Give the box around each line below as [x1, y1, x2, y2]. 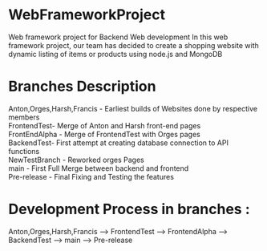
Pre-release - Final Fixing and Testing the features [8, 172, 175, 181]
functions [8, 146, 40, 156]
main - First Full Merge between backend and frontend [8, 163, 189, 173]
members [8, 112, 40, 122]
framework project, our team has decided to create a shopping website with [8, 40, 259, 50]
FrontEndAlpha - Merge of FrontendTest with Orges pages [8, 129, 200, 139]
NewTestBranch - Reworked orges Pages [8, 155, 144, 164]
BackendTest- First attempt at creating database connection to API [8, 138, 229, 148]
